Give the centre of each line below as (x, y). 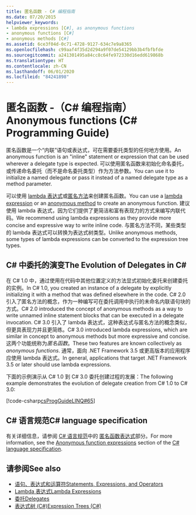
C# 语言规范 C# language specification (77, 421)
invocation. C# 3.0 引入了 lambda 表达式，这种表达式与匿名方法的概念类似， (98, 322)
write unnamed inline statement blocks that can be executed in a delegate (95, 315)
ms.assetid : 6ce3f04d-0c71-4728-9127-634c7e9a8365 (69, 45)
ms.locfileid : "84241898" (37, 77)
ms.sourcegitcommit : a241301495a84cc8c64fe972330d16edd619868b (85, 55)
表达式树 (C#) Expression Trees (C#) (58, 506)
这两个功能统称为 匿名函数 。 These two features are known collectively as (94, 343)
